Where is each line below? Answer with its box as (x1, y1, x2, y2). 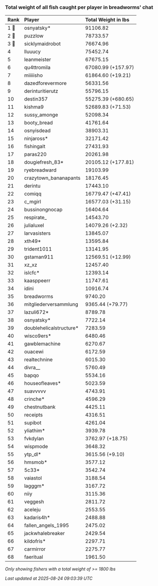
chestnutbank (24, 404, 56, 411)
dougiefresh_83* (24, 159, 64, 166)
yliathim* (24, 427, 45, 434)
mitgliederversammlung (24, 301, 79, 308)
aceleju (24, 506, 41, 513)
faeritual (24, 553, 43, 560)
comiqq (24, 190, 42, 197)
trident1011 (24, 246, 52, 253)
